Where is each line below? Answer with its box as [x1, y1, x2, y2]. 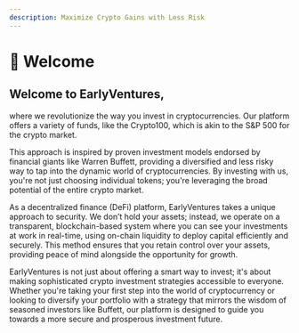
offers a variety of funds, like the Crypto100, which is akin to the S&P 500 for [9, 119, 290, 130]
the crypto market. [9, 129, 77, 140]
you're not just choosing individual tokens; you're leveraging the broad [9, 175, 269, 185]
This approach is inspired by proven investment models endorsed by [9, 146, 261, 157]
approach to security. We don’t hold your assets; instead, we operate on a [9, 211, 280, 222]
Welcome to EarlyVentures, [9, 86, 165, 102]
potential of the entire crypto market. [9, 184, 144, 195]
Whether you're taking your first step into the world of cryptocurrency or [9, 285, 276, 296]
